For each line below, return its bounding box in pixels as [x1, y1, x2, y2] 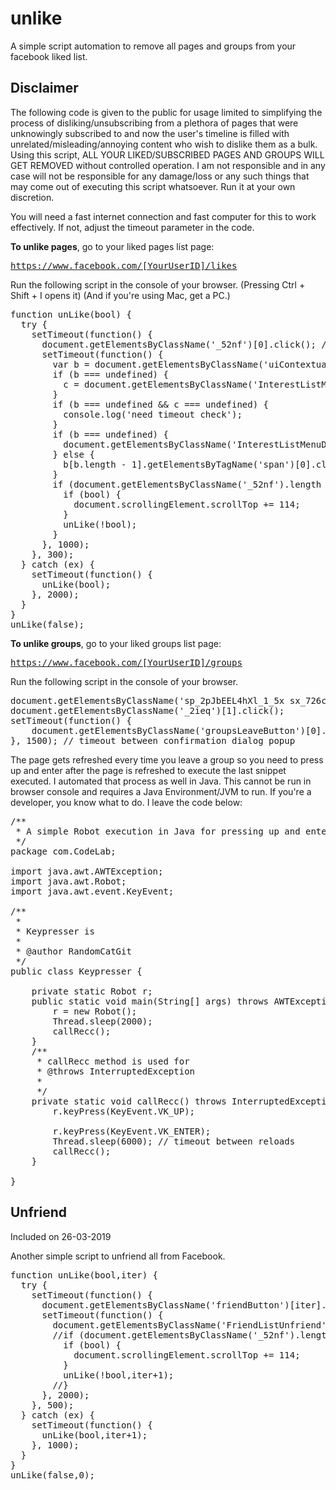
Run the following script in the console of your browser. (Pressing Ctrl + [10, 278, 306, 291]
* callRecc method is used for [36, 1055, 190, 1067]
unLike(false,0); [10, 1469, 95, 1481]
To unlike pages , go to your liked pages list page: [10, 240, 215, 252]
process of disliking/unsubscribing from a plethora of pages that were [10, 117, 299, 129]
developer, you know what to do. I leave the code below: [10, 796, 243, 808]
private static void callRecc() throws [31, 1095, 227, 1107]
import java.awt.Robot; [10, 875, 127, 887]
